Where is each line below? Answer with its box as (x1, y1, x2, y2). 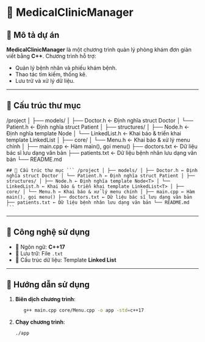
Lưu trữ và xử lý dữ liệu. (15, 77, 75, 84)
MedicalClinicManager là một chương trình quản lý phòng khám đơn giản (6, 46, 192, 53)
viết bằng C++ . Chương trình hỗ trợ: (6, 52, 96, 60)
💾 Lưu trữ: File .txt (15, 249, 63, 257)
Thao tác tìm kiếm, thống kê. (15, 71, 87, 78)
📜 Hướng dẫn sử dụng (6, 280, 90, 290)
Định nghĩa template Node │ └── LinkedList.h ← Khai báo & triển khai (6, 129, 181, 137)
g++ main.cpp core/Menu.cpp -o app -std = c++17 (23, 307, 145, 313)
